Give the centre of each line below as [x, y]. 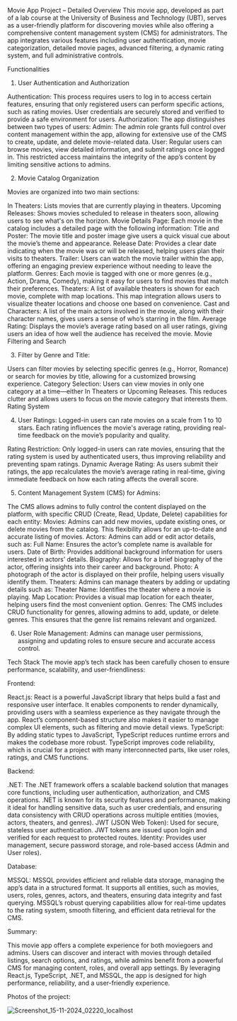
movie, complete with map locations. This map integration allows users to [114, 296]
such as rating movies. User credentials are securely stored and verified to [116, 112]
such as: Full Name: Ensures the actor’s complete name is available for [110, 544]
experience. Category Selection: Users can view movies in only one [106, 384]
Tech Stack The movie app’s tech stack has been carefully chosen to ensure [118, 662]
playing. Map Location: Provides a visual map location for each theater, [111, 597]
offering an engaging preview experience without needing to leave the [110, 266]
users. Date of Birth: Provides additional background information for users [115, 552]
